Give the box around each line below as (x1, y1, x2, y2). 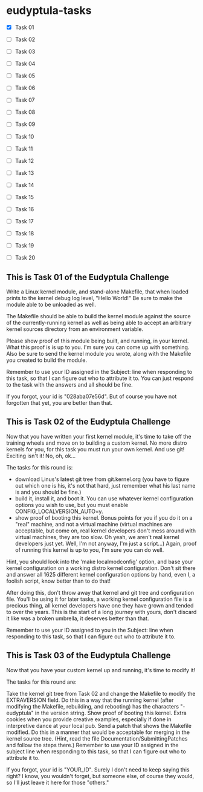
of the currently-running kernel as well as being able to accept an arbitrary (6, 319, 192, 326)
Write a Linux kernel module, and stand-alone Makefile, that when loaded (6, 288, 189, 295)
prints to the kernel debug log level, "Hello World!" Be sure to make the (6, 295, 182, 301)
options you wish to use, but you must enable (14, 501, 129, 508)
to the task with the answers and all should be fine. (6, 381, 133, 388)
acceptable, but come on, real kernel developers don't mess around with (14, 527, 196, 534)
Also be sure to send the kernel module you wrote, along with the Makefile (6, 350, 192, 357)
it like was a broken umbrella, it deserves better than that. (6, 615, 149, 622)
